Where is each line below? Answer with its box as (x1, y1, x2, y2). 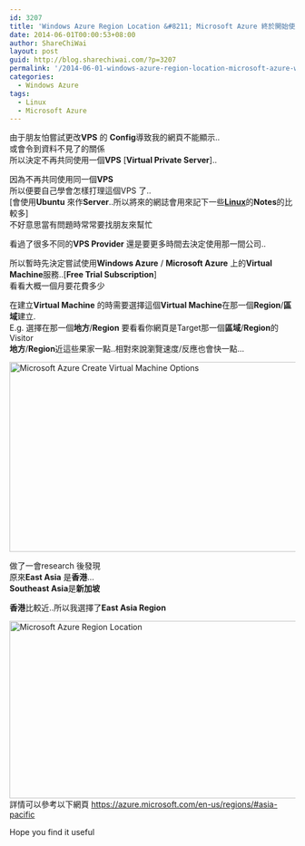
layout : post (9, 47, 59, 56)
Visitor (9, 333, 34, 344)
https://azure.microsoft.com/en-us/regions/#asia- (90, 799, 279, 810)
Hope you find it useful (9, 827, 95, 838)
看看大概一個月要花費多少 (9, 280, 105, 291)
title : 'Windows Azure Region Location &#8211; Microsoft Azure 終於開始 (9, 22, 289, 31)
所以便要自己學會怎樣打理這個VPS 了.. (9, 185, 152, 196)
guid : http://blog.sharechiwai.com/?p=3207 (9, 55, 177, 64)
